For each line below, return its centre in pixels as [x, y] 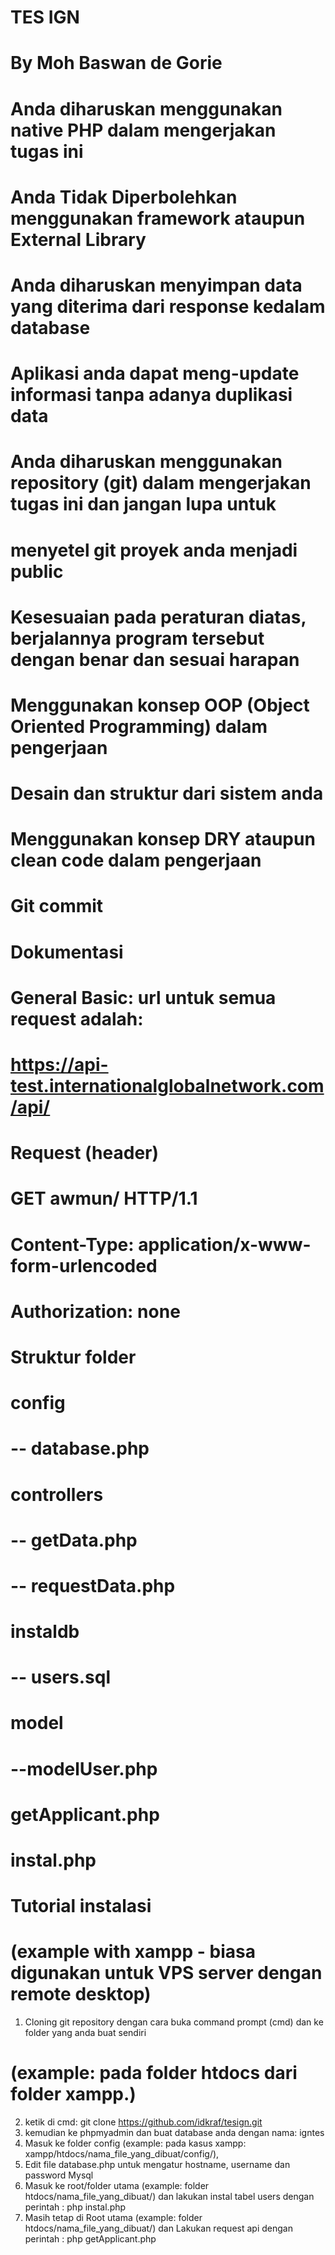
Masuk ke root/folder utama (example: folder [117, 2186]
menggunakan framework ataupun [158, 218]
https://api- [59, 1065]
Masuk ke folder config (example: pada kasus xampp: [135, 2143]
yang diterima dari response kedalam [168, 306]
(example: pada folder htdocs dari [154, 2073]
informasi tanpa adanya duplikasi [151, 395]
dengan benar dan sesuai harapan [155, 659]
